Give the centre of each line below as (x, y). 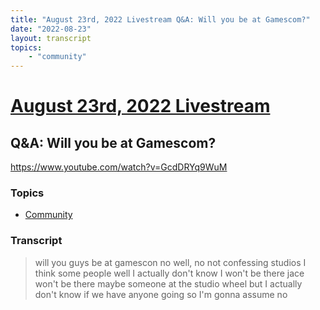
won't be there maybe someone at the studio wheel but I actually (168, 283)
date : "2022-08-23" (51, 29)
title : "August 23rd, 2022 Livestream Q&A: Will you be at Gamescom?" (160, 19)
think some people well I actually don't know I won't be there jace (169, 273)
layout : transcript (51, 38)
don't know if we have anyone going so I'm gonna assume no (161, 294)
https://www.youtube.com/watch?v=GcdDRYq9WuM (119, 167)
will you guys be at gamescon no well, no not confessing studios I (170, 262)
